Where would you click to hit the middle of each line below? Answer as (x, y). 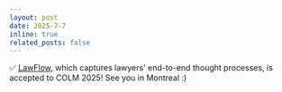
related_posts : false (50, 42)
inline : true (34, 34)
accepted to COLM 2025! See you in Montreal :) (98, 78)
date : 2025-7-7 (38, 26)
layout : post (34, 17)
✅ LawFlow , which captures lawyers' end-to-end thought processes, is (141, 68)
